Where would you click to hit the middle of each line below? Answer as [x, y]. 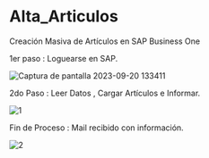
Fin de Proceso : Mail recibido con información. [96, 128]
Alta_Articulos [64, 17]
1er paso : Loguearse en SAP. [64, 58]
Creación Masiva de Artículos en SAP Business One [104, 41]
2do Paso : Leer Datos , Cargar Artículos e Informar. [105, 93]
